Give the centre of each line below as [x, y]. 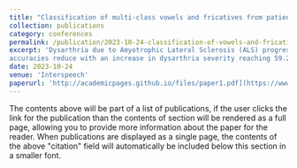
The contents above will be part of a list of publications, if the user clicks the [148, 108]
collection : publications [57, 26]
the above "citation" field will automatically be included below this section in [148, 146]
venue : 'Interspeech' [49, 75]
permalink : [29, 42]
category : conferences [51, 34]
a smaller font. [35, 155]
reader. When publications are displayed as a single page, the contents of [143, 136]
